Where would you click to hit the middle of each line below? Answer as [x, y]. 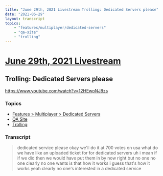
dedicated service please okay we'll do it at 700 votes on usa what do [87, 148]
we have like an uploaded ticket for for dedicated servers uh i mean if [87, 153]
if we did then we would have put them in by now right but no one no [86, 158]
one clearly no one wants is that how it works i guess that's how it [83, 163]
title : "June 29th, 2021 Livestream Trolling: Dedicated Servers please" [82, 10]
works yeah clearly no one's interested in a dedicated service [79, 169]
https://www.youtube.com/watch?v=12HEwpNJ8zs [57, 90]
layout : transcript [25, 19]
